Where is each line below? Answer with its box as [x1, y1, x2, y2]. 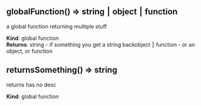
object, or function [6, 47, 53, 55]
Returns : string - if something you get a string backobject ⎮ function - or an [6, 41, 196, 48]
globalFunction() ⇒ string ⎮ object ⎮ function [6, 7, 178, 17]
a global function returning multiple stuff [6, 22, 107, 30]
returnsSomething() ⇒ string [6, 65, 117, 75]
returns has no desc [6, 81, 56, 88]
